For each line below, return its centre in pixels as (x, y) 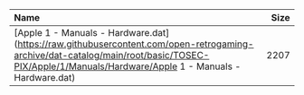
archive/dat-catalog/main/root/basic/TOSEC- (112, 55)
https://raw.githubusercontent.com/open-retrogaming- (136, 44)
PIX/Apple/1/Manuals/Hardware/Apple (96, 66)
